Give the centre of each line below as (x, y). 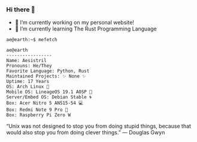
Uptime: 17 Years (28, 82)
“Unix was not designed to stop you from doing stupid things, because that (99, 126)
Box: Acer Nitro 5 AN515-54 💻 (45, 103)
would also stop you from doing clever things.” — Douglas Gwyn (86, 132)
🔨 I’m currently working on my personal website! (75, 23)
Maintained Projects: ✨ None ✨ (46, 76)
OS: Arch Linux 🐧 (28, 87)
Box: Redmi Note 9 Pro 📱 (37, 110)
